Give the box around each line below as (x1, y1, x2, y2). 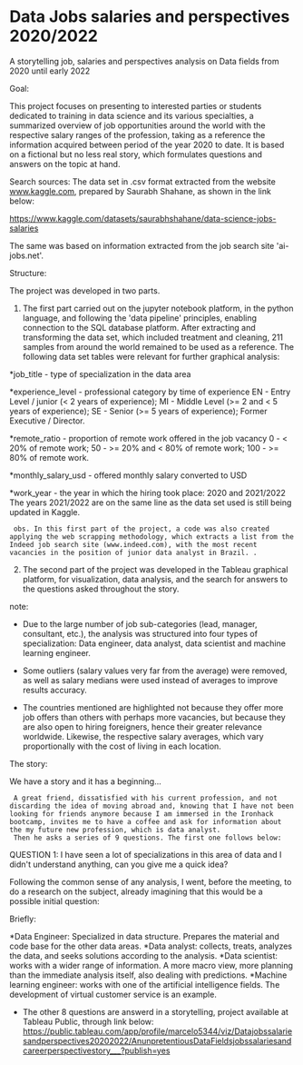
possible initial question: (9, 895, 100, 906)
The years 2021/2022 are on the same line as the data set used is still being (9, 497, 292, 508)
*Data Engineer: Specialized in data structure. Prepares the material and (9, 931, 279, 941)
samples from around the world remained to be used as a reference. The (22, 341, 295, 352)
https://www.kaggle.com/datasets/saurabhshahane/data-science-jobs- (9, 213, 277, 224)
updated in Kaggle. (9, 506, 81, 517)
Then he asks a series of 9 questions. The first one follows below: (13, 833, 282, 842)
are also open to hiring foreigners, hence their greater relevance (22, 721, 263, 732)
